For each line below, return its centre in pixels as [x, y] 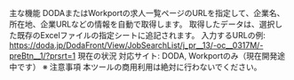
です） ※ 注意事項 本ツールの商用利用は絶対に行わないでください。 [139, 67]
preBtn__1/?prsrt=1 [43, 56]
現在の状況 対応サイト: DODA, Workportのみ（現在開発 [178, 56]
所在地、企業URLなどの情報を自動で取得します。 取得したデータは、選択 [142, 24]
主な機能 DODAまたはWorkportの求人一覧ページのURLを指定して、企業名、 [147, 13]
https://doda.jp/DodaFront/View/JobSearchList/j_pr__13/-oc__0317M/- [136, 45]
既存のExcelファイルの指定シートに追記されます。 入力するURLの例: [141, 35]
